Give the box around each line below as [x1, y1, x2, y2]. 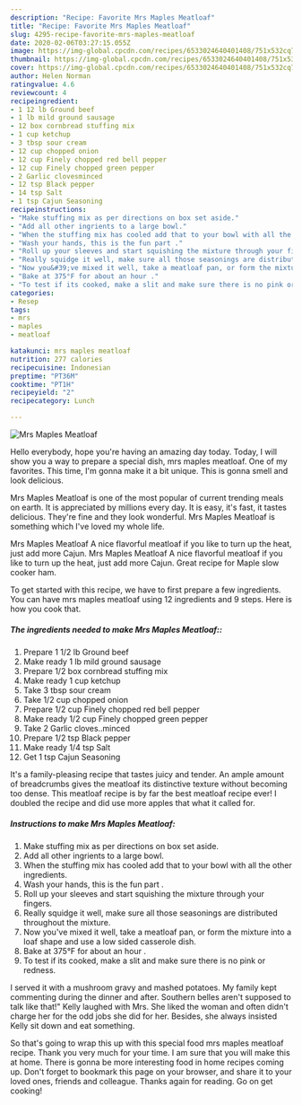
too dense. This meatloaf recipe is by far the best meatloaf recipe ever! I [10, 787, 277, 799]
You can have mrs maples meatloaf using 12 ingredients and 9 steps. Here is [10, 594, 292, 604]
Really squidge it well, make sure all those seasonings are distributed [22, 908, 278, 918]
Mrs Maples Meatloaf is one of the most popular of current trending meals [10, 493, 284, 503]
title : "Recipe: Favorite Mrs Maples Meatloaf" [10, 22, 192, 31]
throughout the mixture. [22, 916, 111, 927]
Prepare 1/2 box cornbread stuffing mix [22, 665, 168, 676]
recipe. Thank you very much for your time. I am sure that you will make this [10, 1047, 290, 1057]
